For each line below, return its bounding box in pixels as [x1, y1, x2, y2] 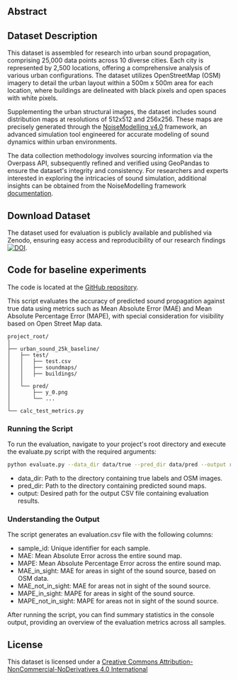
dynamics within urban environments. [7, 138, 118, 146]
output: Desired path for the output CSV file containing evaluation [17, 489, 209, 497]
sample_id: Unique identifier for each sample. [17, 544, 150, 552]
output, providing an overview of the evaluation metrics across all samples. [7, 618, 227, 627]
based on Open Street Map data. [7, 319, 103, 328]
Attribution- [159, 657, 193, 666]
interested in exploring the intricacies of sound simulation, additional [7, 174, 207, 183]
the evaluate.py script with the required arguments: [7, 447, 157, 456]
